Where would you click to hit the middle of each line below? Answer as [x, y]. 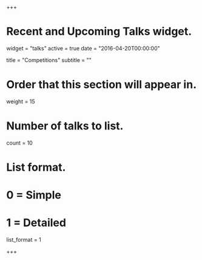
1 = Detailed [36, 223]
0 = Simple [34, 195]
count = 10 [20, 143]
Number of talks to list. [65, 126]
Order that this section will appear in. [102, 85]
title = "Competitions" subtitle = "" [49, 60]
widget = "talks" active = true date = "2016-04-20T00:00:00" [83, 48]
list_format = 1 [24, 240]
